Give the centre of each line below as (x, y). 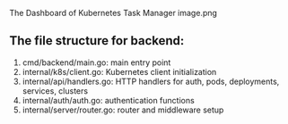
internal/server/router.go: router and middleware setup (123, 110)
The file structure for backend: (97, 41)
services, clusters (55, 91)
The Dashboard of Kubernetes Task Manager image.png (113, 13)
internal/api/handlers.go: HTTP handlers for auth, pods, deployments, (151, 81)
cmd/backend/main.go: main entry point (96, 62)
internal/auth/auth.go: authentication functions (108, 100)
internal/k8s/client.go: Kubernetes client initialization (119, 71)
